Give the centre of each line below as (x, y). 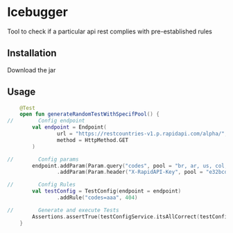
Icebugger (37, 12)
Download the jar (32, 70)
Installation (32, 53)
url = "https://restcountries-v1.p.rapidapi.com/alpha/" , (142, 134)
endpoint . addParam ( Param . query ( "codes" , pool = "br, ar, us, (122, 166)
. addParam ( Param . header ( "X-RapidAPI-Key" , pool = (130, 172)
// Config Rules (42, 185)
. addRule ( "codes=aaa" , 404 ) (97, 198)
